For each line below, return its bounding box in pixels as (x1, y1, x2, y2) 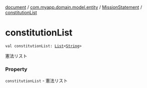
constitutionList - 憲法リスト (5, 77, 68, 84)
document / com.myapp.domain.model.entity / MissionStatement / (5, 4, 142, 10)
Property (5, 65, 28, 72)
